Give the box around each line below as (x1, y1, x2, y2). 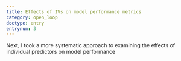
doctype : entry (6, 20, 45, 26)
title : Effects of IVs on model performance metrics (6, 8, 142, 15)
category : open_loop (6, 14, 59, 20)
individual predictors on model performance (6, 48, 116, 56)
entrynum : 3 (6, 25, 36, 32)
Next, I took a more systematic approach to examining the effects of (6, 42, 176, 49)
